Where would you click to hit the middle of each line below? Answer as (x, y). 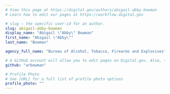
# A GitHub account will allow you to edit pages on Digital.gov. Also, (83, 60)
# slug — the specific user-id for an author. (55, 24)
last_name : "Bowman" (27, 42)
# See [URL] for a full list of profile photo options (64, 79)
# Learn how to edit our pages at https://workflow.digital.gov (74, 15)
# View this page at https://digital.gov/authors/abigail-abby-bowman (81, 10)
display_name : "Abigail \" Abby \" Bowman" (50, 33)
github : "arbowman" (26, 65)
